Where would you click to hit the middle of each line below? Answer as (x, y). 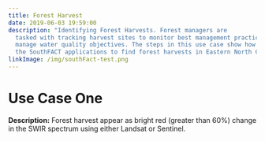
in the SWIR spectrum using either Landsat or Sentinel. (97, 128)
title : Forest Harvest (45, 15)
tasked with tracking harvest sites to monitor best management (123, 37)
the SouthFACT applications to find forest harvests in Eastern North (134, 52)
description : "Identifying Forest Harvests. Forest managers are (118, 30)
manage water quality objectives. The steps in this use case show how (136, 45)
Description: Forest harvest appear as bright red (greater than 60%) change (132, 120)
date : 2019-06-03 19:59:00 (52, 23)
